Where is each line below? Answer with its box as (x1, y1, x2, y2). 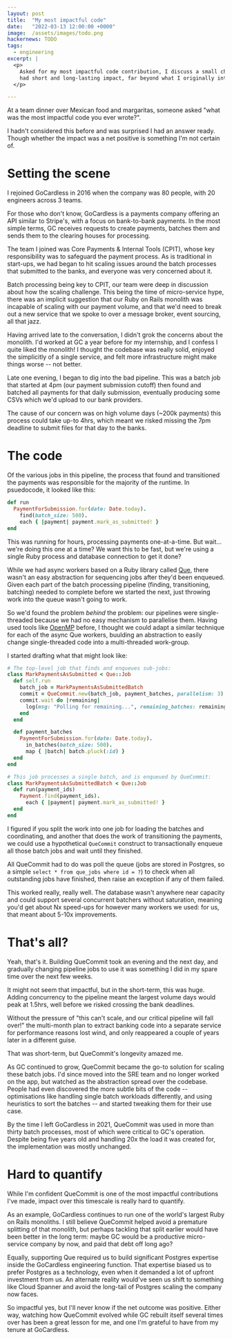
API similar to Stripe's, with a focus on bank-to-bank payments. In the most (7, 217, 221, 225)
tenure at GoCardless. (7, 1325, 70, 1333)
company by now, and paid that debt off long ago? (30, 1239, 173, 1248)
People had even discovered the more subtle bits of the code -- (7, 1085, 188, 1093)
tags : (7, 42, 23, 49)
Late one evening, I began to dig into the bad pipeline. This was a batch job (7, 373, 221, 382)
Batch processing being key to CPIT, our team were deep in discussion (7, 281, 209, 289)
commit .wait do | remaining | (19, 697, 100, 704)
